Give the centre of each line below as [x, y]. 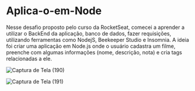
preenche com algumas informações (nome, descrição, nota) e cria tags [94, 52]
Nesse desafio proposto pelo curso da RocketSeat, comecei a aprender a [95, 27]
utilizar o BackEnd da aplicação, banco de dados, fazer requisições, [89, 33]
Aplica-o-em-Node [54, 11]
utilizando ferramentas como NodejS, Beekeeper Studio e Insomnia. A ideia [97, 40]
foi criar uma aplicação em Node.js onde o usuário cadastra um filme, [91, 46]
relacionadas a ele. [29, 58]
